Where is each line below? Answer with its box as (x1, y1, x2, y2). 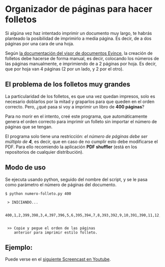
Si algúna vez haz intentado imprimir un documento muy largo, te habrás (5, 30, 152, 36)
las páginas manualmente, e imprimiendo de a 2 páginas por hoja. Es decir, (5, 61, 157, 67)
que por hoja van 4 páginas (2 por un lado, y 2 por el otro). (5, 66, 124, 72)
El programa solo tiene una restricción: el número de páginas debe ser (5, 133, 148, 139)
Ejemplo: (5, 243, 33, 252)
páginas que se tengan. (5, 124, 53, 130)
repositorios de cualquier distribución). (5, 149, 83, 155)
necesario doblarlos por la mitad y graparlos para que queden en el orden (5, 99, 155, 104)
